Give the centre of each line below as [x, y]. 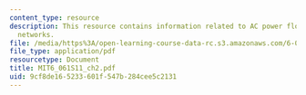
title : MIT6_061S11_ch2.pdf [63, 69]
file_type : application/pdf [63, 52]
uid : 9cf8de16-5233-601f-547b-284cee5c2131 [93, 77]
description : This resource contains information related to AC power [146, 26]
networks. [36, 34]
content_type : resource [55, 18]
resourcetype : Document [55, 60]
